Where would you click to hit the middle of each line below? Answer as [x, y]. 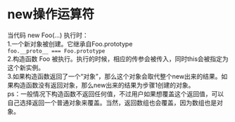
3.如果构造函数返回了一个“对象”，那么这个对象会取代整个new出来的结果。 [114, 76]
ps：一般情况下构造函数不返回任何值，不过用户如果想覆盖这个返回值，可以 [115, 94]
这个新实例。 [26, 67]
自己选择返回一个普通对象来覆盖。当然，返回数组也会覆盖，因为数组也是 [112, 102]
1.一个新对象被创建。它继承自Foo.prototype [70, 43]
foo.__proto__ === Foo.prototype [56, 51]
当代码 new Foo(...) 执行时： [48, 35]
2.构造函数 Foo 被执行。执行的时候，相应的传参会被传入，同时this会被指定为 [118, 59]
